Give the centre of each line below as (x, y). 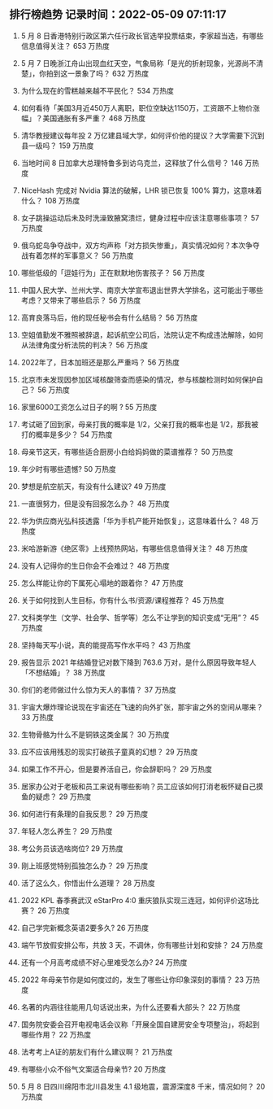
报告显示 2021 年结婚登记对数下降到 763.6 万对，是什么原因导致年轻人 (139, 662)
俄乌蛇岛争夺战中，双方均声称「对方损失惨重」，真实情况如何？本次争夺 (140, 245)
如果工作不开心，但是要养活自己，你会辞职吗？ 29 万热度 (116, 769)
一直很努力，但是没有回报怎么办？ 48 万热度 (95, 504)
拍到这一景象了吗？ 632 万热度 (97, 73)
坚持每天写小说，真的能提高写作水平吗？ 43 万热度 (106, 644)
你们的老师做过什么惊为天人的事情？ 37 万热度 (99, 689)
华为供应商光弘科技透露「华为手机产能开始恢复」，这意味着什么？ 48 (135, 521)
